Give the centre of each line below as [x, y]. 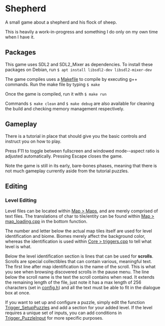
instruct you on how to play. [33, 141]
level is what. [18, 247]
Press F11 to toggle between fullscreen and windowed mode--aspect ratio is [82, 151]
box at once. [18, 293]
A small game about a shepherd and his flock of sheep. [61, 22]
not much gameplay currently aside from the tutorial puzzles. [67, 171]
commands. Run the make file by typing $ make [52, 84]
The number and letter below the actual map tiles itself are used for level [79, 231]
